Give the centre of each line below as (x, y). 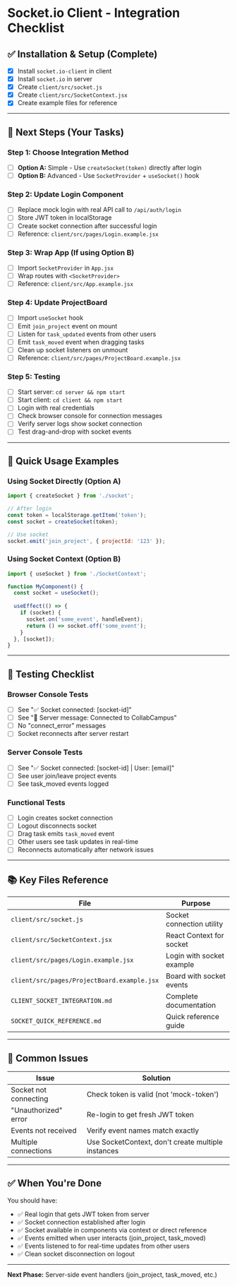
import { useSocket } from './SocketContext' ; (77, 573)
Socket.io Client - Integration (94, 13)
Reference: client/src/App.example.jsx (75, 284)
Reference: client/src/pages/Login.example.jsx (88, 234)
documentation (191, 1006)
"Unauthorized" (37, 1110)
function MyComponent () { (45, 587)
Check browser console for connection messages (90, 416)
